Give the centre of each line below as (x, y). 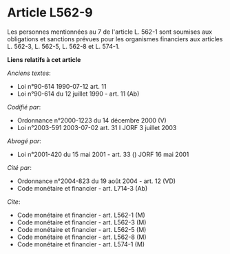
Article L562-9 (50, 13)
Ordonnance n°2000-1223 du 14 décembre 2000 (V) (92, 120)
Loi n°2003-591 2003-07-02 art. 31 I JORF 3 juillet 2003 (97, 127)
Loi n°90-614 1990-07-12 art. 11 (62, 86)
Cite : (14, 202)
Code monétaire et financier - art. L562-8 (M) (82, 237)
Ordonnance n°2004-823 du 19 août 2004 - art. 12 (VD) (96, 181)
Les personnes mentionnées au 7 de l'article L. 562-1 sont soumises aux (109, 32)
